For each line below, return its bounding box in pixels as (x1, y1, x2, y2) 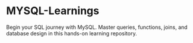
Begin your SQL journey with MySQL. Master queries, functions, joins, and (6, 24, 188, 31)
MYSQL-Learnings (6, 4, 100, 18)
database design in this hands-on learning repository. (6, 29, 137, 37)
